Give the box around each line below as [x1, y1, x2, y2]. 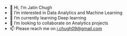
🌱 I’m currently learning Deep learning [9, 15, 86, 20]
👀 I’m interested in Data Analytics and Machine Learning [9, 10, 123, 16]
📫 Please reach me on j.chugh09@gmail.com [9, 26, 103, 31]
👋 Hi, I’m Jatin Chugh [9, 5, 52, 10]
